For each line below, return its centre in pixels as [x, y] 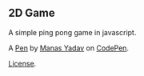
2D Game [32, 13]
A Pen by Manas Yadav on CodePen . [69, 48]
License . [22, 63]
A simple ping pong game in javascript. [72, 32]
